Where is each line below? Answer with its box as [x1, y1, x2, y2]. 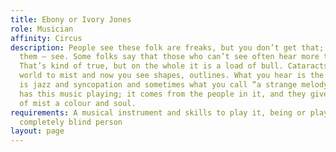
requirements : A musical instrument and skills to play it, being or [10, 107, 307, 118]
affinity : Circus [10, 33, 83, 43]
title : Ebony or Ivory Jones [10, 14, 132, 25]
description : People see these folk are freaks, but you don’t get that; [10, 42, 325, 53]
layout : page [10, 126, 65, 136]
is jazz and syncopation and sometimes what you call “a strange [19, 80, 298, 90]
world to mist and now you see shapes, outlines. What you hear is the [19, 71, 325, 81]
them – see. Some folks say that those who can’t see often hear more [19, 52, 320, 62]
